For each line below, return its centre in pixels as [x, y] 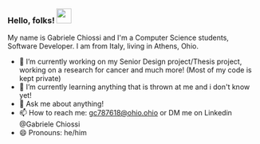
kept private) [40, 79]
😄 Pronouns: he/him [53, 133]
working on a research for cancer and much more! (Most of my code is [135, 70]
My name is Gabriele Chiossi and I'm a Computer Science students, [118, 38]
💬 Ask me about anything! [61, 104]
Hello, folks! [31, 20]
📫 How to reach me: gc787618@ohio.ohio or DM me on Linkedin [126, 113]
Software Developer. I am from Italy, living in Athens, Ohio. [103, 46]
